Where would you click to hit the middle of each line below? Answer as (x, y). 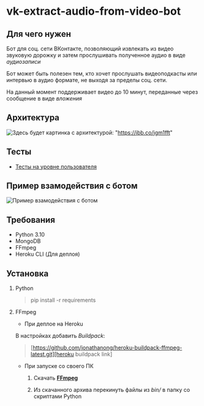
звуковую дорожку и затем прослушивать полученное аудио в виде (96, 55)
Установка (28, 273)
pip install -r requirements (63, 300)
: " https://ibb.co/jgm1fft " (142, 132)
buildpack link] (94, 354)
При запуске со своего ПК (59, 366)
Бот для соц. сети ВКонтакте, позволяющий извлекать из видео (90, 48)
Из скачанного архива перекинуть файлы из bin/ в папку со (112, 390)
